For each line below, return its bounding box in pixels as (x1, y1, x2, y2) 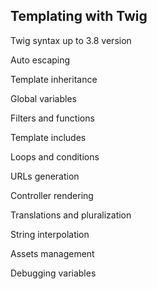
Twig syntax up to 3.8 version (10, 34, 132, 46)
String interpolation (10, 228, 90, 240)
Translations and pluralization (10, 209, 132, 221)
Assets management (10, 247, 95, 259)
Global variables (10, 92, 77, 104)
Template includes (10, 131, 87, 143)
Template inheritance (10, 73, 98, 85)
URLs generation (10, 170, 80, 182)
